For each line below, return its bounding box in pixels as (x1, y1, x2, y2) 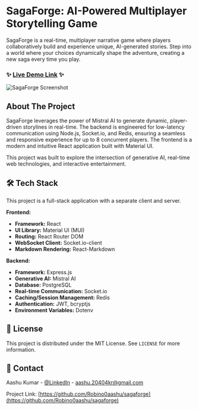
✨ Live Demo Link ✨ (6, 70, 64, 79)
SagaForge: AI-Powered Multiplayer (6, 4, 187, 18)
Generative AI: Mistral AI (14, 275, 76, 282)
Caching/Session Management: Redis (14, 294, 110, 301)
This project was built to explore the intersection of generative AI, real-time (6, 154, 190, 161)
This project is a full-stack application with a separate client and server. (6, 197, 181, 204)
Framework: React (14, 220, 61, 227)
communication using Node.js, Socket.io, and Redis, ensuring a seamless (6, 130, 186, 137)
